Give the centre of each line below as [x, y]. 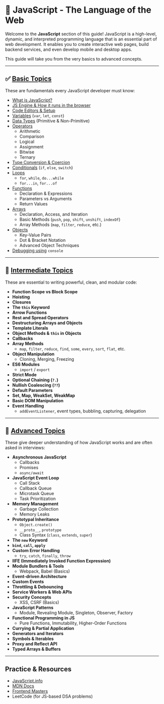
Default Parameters [32, 390]
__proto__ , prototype [41, 530]
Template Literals [30, 328]
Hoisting [21, 297]
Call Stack [30, 483]
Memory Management [35, 504]
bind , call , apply [29, 545]
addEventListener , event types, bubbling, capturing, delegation [83, 411]
